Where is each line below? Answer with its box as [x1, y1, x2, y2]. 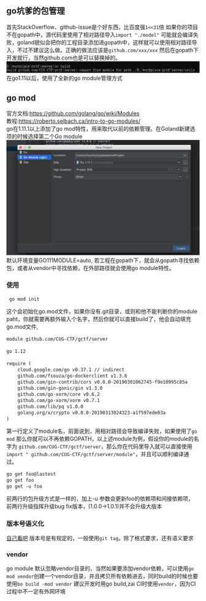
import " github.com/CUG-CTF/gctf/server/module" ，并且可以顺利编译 [6, 450, 184, 457]
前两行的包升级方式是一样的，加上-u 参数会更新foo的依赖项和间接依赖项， [6, 495, 194, 502]
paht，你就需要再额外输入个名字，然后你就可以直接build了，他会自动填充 [6, 315, 191, 322]
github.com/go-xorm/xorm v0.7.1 [17, 397, 100, 403]
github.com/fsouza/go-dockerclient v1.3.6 [17, 373, 128, 379]
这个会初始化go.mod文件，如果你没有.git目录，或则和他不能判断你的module [6, 308, 197, 315]
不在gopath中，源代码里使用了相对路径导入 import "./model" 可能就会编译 [6, 31, 193, 38]
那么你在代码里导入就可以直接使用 [106, 443, 193, 450]
